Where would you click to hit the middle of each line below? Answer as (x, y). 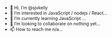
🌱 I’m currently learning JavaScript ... (48, 18)
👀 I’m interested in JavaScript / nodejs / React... (58, 13)
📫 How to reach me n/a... (36, 29)
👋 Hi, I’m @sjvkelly (29, 8)
